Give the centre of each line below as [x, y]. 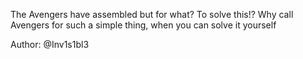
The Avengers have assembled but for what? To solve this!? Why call [152, 14]
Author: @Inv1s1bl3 [50, 44]
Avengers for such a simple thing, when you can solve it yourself [143, 25]
